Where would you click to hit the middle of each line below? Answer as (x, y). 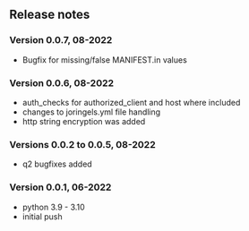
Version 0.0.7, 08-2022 (61, 40)
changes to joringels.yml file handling (91, 112)
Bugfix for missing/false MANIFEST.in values (105, 60)
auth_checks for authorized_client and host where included (131, 102)
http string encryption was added (84, 121)
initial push (42, 216)
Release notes (50, 15)
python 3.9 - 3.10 (53, 207)
